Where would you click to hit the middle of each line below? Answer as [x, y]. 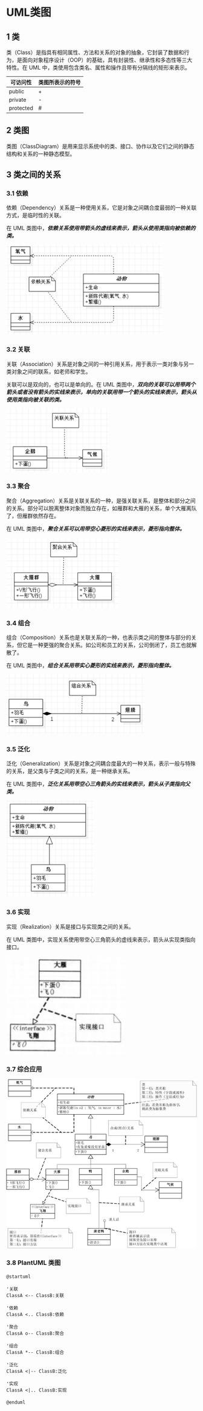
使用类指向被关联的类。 [35, 399]
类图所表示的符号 [60, 82]
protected [21, 108]
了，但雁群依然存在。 [33, 516]
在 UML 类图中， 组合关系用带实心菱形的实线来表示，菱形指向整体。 [90, 666]
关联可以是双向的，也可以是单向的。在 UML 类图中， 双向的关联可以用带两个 [101, 384]
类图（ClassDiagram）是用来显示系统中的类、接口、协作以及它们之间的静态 [100, 146]
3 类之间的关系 [34, 174]
